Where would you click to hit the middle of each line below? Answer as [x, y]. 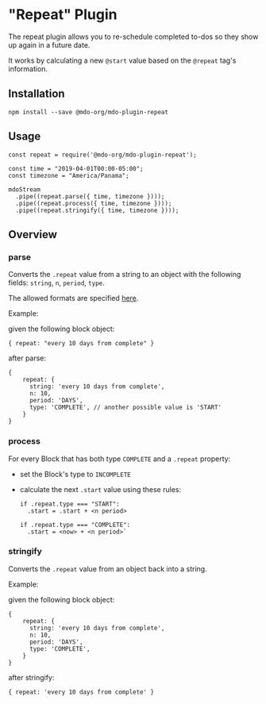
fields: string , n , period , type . [56, 283]
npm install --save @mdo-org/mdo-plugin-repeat [89, 112]
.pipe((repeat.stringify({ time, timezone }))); [97, 210]
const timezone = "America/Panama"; [69, 175]
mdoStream [25, 189]
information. [28, 68]
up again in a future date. [49, 44]
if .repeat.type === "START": [70, 504]
